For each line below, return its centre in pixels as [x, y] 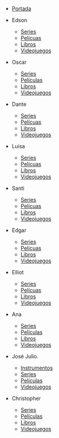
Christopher [26, 398]
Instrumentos [37, 368]
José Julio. [25, 356]
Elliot [18, 272]
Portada [21, 9]
